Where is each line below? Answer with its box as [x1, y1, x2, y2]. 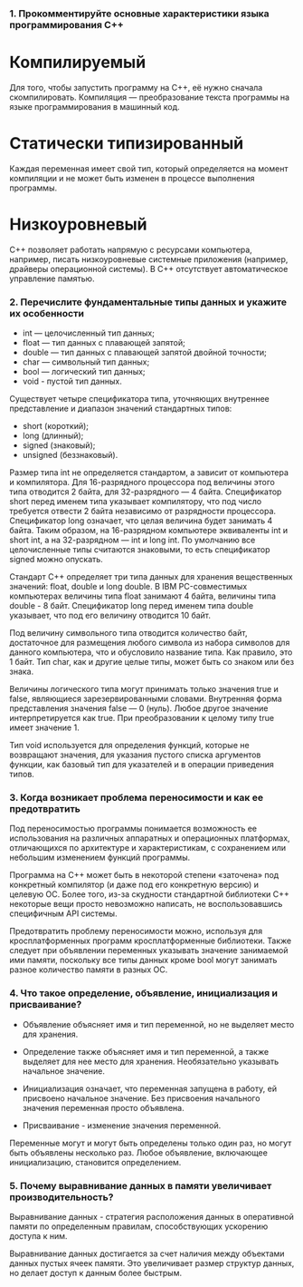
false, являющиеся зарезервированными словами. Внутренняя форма [9, 693, 282, 705]
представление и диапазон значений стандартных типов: [9, 403, 232, 414]
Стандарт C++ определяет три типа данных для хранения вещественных [9, 571, 293, 582]
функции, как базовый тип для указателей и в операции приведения [9, 759, 274, 770]
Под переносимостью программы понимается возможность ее [9, 824, 258, 834]
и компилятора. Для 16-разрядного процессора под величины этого [9, 477, 276, 488]
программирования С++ [9, 18, 124, 31]
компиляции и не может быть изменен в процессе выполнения [9, 172, 255, 183]
